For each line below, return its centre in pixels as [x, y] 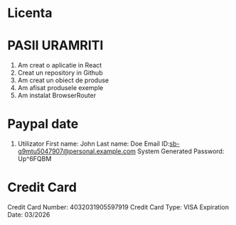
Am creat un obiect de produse [63, 80]
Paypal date [43, 124]
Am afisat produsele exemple [60, 88]
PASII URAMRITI [55, 46]
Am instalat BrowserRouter [57, 95]
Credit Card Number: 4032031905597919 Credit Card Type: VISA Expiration [118, 207]
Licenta [30, 13]
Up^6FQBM [34, 159]
